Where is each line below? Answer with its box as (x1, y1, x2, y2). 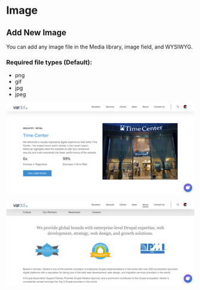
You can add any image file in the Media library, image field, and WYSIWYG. (6, 43, 193, 50)
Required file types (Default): (6, 58, 93, 66)
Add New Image (6, 28, 67, 38)
